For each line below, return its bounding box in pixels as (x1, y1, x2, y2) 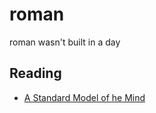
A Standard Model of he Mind (23, 91, 146, 103)
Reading (9, 65, 62, 82)
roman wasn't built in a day (9, 36, 121, 48)
